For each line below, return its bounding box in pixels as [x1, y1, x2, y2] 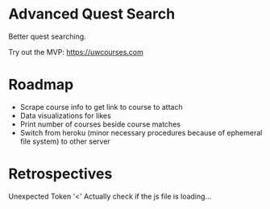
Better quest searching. [8, 31, 86, 41]
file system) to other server [19, 136, 110, 146]
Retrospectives [8, 165, 113, 183]
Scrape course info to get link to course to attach [19, 102, 183, 111]
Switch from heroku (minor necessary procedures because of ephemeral [19, 127, 263, 137]
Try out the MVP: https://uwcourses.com [8, 47, 143, 56]
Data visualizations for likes [19, 111, 111, 120]
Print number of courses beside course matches [19, 119, 181, 129]
